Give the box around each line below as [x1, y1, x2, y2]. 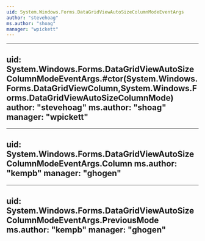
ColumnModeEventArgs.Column [6, 158, 133, 169]
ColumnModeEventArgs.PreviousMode [6, 215, 159, 226]
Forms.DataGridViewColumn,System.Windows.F [6, 83, 197, 94]
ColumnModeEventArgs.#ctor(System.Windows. [6, 73, 198, 84]
